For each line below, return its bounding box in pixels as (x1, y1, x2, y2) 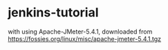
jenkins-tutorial (8, 5, 99, 21)
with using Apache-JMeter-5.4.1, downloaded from (8, 27, 153, 36)
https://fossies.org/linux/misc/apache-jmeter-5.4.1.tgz (8, 34, 162, 42)
